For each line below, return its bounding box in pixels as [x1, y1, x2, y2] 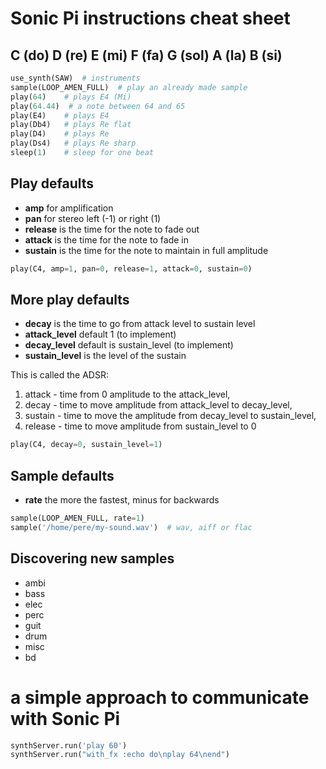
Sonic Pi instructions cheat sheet [10, 7, 291, 30]
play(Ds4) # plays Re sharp [10, 138, 137, 149]
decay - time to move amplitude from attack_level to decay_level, [24, 399, 293, 411]
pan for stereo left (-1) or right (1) [24, 212, 162, 224]
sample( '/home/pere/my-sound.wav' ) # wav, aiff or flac [10, 522, 253, 532]
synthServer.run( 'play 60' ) [10, 740, 128, 751]
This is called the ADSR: [10, 369, 109, 381]
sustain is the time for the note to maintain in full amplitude [24, 244, 269, 256]
